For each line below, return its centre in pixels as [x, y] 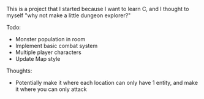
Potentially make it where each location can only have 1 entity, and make [106, 83]
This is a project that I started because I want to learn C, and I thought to [98, 9]
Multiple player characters [48, 52]
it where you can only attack [51, 89]
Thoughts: [19, 71]
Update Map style [38, 59]
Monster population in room [50, 39]
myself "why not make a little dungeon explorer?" [69, 15]
